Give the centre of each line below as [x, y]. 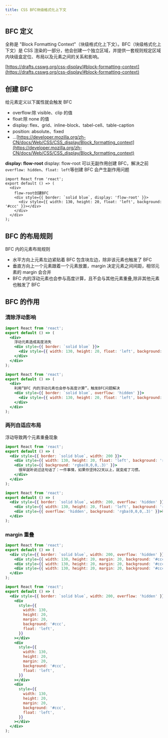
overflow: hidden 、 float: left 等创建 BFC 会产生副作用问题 [67, 170]
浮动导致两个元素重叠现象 [31, 437]
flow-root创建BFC [31, 193]
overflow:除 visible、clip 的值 [42, 113]
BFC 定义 [19, 31]
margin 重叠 [20, 534]
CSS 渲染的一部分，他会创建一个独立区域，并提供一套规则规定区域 [92, 51]
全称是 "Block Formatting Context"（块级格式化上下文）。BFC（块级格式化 [81, 44]
